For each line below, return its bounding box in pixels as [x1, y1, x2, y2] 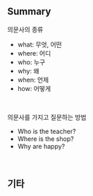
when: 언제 [17, 75, 49, 84]
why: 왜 [17, 66, 40, 75]
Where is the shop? [17, 134, 74, 143]
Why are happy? [17, 142, 66, 150]
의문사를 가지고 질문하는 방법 [7, 113, 87, 121]
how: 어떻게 [17, 84, 51, 92]
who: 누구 [17, 58, 46, 66]
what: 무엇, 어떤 [17, 40, 62, 49]
